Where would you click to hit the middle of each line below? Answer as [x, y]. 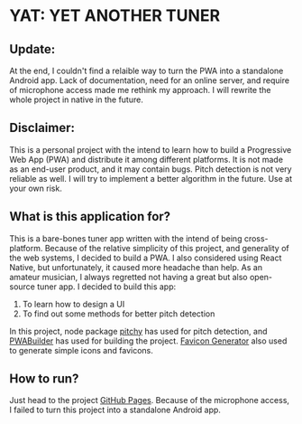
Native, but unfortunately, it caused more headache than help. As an [136, 267]
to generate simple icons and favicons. [81, 350]
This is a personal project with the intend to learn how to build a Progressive [151, 149]
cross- [256, 238]
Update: [32, 49]
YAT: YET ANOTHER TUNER [115, 16]
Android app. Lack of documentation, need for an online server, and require [150, 80]
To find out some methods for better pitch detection [119, 314]
